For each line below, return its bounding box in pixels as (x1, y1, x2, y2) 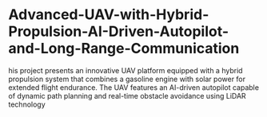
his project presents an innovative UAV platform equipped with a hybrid (8, 65, 243, 75)
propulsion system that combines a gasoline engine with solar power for (8, 74, 246, 84)
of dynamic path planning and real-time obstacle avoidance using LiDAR (8, 91, 246, 100)
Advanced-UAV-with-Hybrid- (8, 6, 209, 24)
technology (8, 99, 46, 109)
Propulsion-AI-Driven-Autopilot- (8, 22, 229, 41)
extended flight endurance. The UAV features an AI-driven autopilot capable (8, 82, 260, 92)
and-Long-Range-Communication (8, 40, 240, 57)
